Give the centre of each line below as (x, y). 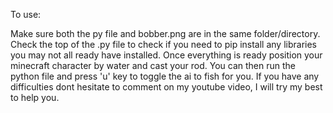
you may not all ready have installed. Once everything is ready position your (166, 55)
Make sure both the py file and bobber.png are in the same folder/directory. (165, 33)
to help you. (35, 97)
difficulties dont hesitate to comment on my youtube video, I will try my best (166, 87)
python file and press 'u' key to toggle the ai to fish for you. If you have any (165, 76)
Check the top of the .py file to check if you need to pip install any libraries (164, 44)
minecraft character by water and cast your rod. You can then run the (153, 65)
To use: (26, 14)
